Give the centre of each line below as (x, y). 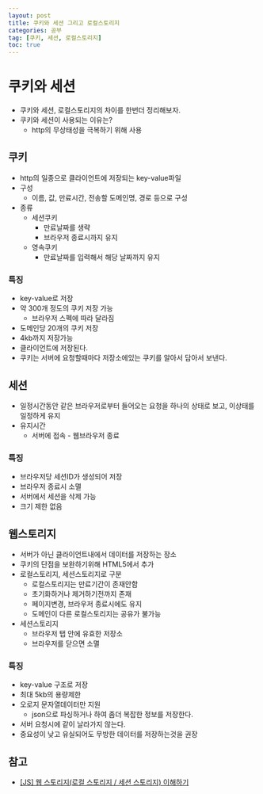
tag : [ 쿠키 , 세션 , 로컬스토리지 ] (55, 38)
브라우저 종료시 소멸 (50, 487)
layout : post (30, 15)
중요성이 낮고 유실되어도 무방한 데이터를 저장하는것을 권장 (109, 735)
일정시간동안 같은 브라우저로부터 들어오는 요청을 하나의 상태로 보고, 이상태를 (137, 406)
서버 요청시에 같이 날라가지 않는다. (72, 724)
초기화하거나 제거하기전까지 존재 (82, 594)
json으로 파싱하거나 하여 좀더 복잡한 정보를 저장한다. (112, 715)
